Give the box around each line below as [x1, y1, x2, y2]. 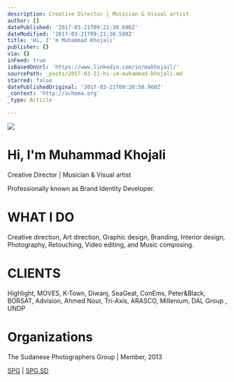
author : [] [7, 17, 40, 24]
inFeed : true [7, 57, 46, 64]
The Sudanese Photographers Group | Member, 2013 [7, 352, 162, 361]
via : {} [7, 51, 31, 58]
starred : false [7, 76, 53, 84]
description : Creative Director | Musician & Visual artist [7, 10, 190, 18]
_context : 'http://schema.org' [7, 90, 100, 97]
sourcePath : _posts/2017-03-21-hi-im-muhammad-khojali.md [7, 70, 183, 77]
